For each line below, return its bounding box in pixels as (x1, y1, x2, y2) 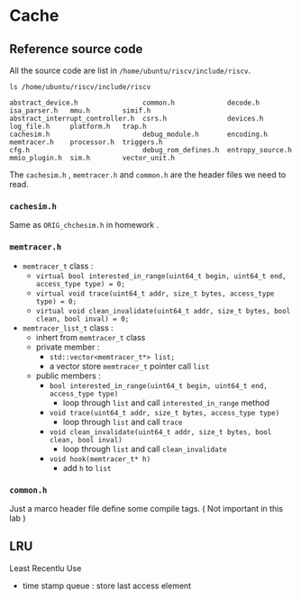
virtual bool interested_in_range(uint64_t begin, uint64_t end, (35, 271, 287, 280)
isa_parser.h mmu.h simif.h (9, 106, 151, 115)
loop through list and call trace (62, 416, 183, 427)
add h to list (62, 462, 112, 473)
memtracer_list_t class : (22, 322, 114, 333)
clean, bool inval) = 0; (35, 314, 130, 323)
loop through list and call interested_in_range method (62, 397, 270, 408)
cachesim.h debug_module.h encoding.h (9, 130, 269, 139)
